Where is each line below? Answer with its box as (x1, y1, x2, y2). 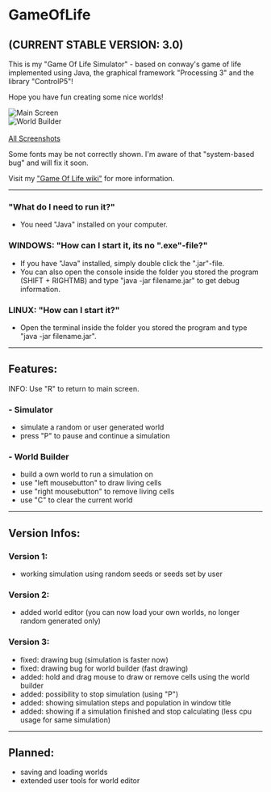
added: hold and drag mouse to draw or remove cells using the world (19, 671, 250, 681)
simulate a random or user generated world (19, 422, 165, 432)
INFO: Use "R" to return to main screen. (8, 383, 140, 393)
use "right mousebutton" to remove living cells (19, 487, 175, 497)
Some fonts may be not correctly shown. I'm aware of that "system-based (8, 150, 255, 159)
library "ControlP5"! (8, 77, 74, 86)
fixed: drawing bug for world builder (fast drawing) (19, 663, 189, 673)
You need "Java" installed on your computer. (19, 220, 168, 230)
